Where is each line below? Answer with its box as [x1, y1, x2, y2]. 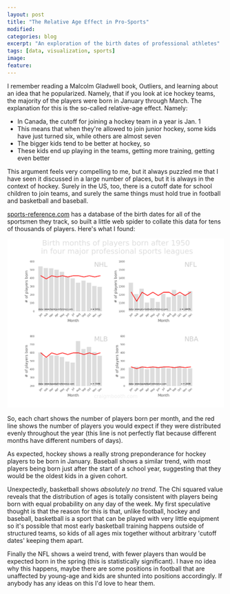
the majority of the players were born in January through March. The [7, 97, 202, 105]
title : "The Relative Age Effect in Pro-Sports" [7, 18, 149, 26]
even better [17, 154, 50, 162]
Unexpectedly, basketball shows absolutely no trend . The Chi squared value [7, 485, 223, 493]
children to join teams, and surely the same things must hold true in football [7, 189, 221, 197]
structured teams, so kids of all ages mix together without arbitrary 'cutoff [7, 529, 217, 537]
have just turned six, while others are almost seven [17, 132, 162, 140]
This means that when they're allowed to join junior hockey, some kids [17, 124, 217, 132]
